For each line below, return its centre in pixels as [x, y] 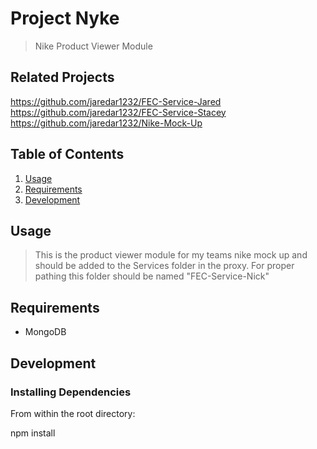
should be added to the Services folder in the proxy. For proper [164, 266]
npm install [33, 433]
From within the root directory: [73, 413]
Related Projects [62, 77]
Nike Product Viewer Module [93, 46]
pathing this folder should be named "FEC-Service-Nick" [152, 276]
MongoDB [45, 332]
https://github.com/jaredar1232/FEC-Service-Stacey [118, 112]
